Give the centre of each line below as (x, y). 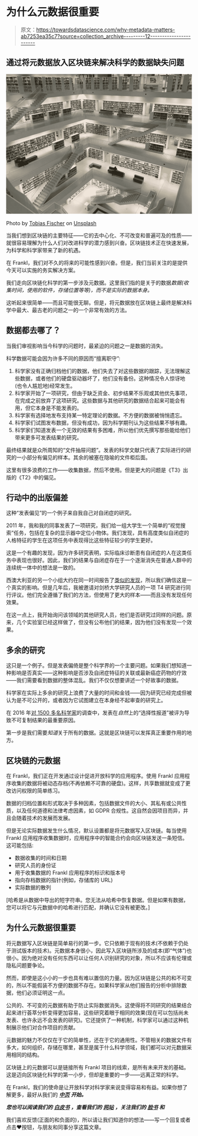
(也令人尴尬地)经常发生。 (45, 385)
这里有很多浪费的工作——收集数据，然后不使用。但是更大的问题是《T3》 (95, 470)
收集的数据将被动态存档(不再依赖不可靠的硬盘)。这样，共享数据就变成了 (98, 783)
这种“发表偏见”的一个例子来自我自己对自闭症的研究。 (70, 513)
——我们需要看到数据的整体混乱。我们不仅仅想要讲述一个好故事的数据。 (94, 680)
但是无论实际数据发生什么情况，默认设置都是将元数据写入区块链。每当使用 (96, 830)
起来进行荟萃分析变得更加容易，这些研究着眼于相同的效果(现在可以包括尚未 (98, 1012)
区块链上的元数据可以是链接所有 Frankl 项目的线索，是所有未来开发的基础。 (98, 1067)
